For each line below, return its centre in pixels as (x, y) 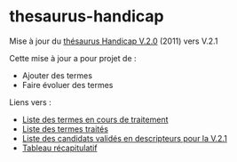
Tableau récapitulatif (59, 148)
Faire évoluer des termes (67, 85)
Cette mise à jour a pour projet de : (73, 58)
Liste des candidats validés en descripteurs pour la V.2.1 (125, 138)
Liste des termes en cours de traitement (95, 119)
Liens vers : (30, 102)
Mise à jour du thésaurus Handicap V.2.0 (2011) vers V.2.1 (114, 41)
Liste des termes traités (65, 129)
